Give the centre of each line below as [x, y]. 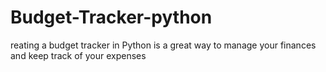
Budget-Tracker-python [111, 17]
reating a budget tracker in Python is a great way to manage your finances [163, 45]
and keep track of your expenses [78, 55]
